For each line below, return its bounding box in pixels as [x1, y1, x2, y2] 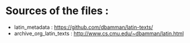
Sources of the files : [5, 4, 109, 18]
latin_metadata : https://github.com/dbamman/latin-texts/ [14, 24, 154, 31]
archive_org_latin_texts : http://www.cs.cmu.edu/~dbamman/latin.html [14, 29, 184, 37]
